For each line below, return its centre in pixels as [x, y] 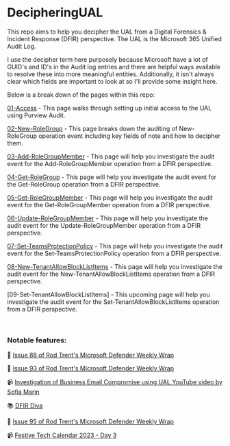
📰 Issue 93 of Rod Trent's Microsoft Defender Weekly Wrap [91, 368]
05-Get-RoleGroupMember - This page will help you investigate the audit [110, 198]
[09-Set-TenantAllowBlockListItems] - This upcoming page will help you [108, 294]
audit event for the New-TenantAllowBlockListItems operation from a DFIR [111, 274]
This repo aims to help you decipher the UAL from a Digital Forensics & [107, 32]
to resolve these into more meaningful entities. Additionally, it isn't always [111, 74]
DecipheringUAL [55, 13]
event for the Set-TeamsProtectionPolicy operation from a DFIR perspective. [114, 253]
